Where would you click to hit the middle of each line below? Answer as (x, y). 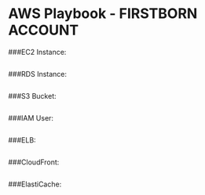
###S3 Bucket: (32, 96)
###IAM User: (31, 117)
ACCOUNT (44, 30)
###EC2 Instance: (37, 52)
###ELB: (22, 140)
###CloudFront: (34, 162)
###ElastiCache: (35, 184)
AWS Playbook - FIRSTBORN (103, 14)
